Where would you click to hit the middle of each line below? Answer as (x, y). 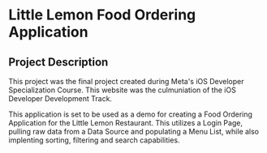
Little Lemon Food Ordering (102, 15)
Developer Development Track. (60, 98)
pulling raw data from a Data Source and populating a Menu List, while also (134, 132)
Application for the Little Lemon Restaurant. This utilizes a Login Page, (126, 123)
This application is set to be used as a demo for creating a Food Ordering (131, 114)
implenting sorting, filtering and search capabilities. (94, 140)
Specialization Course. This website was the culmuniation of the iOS (123, 90)
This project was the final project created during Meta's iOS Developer (126, 81)
